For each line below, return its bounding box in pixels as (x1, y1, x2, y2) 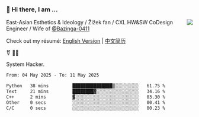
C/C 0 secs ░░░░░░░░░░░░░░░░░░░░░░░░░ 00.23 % (6, 105, 166, 111)
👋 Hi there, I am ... (6, 5, 58, 14)
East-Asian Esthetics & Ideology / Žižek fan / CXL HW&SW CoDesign (6, 19, 174, 26)
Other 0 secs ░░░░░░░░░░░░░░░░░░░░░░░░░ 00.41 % (6, 99, 166, 106)
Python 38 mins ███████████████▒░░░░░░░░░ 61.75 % (6, 83, 166, 89)
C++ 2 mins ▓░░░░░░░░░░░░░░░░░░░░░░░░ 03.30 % (6, 94, 166, 100)
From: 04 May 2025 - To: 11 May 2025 (6, 72, 99, 78)
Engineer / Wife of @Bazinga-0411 (6, 25, 90, 32)
